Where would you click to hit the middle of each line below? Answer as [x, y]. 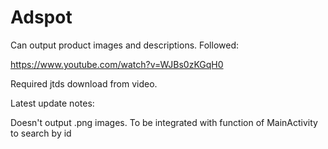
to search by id [41, 133]
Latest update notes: [52, 103]
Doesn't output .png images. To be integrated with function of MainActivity [164, 122]
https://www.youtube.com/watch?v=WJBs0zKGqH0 [117, 64]
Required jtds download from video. [84, 83]
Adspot [41, 17]
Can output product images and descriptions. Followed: [125, 45]
